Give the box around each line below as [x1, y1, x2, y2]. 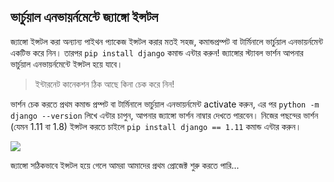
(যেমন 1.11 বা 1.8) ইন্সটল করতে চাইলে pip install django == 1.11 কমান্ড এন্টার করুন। [10, 120, 302, 132]
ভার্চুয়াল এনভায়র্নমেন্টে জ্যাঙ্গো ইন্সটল [10, 9, 159, 26]
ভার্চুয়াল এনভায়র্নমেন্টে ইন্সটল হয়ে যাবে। [10, 58, 123, 70]
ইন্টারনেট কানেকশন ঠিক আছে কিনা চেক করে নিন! [34, 78, 175, 90]
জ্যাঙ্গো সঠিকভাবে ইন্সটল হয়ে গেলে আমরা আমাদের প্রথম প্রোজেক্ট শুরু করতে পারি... [10, 159, 240, 171]
